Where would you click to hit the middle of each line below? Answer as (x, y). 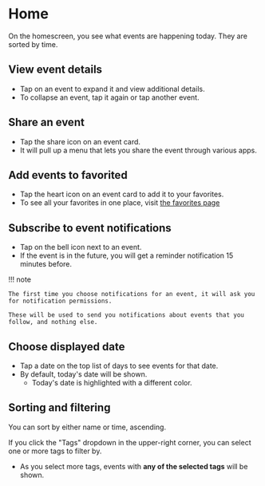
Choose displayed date (67, 347)
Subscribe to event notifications (90, 228)
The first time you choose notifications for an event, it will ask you (132, 294)
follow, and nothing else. (53, 322)
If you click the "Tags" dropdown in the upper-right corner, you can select (130, 442)
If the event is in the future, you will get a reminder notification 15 (127, 255)
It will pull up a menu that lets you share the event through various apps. (138, 150)
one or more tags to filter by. (55, 451)
